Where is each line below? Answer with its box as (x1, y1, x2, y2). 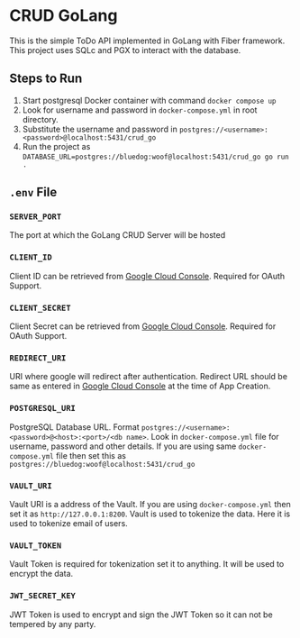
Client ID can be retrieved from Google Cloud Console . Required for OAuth (9, 270, 286, 281)
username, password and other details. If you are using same (9, 441, 237, 451)
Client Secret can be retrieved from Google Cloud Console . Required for (9, 321, 277, 332)
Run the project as (22, 141, 91, 151)
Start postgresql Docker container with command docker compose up (22, 95, 277, 105)
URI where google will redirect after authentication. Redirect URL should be (9, 371, 288, 382)
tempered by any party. (9, 618, 96, 629)
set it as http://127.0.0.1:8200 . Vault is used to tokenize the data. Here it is (9, 508, 291, 519)
